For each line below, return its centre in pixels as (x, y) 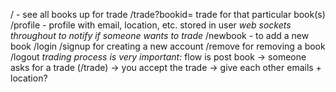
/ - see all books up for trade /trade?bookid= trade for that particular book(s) (168, 14)
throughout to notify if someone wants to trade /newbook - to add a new (160, 35)
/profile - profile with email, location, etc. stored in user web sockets (151, 25)
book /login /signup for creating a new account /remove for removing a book (168, 46)
